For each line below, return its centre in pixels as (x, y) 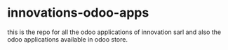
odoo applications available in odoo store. (68, 39)
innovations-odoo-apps (78, 13)
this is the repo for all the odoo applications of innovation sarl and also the (114, 32)
